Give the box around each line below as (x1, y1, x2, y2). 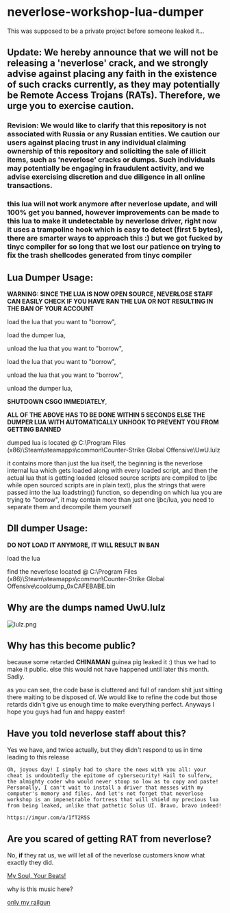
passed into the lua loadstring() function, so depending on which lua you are (7, 488, 222, 496)
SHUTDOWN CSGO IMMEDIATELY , (7, 397, 107, 405)
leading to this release (7, 753, 70, 762)
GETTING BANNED (7, 425, 62, 433)
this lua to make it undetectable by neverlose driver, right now (7, 217, 217, 226)
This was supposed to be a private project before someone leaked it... (7, 27, 205, 35)
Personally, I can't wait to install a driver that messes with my (7, 784, 204, 792)
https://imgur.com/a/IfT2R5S (7, 814, 90, 821)
